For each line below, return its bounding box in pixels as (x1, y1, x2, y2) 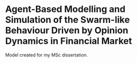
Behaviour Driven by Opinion (5, 25, 128, 36)
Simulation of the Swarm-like (5, 14, 130, 25)
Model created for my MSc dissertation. (5, 51, 88, 58)
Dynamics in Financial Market (5, 35, 132, 47)
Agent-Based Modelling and (5, 3, 125, 15)
